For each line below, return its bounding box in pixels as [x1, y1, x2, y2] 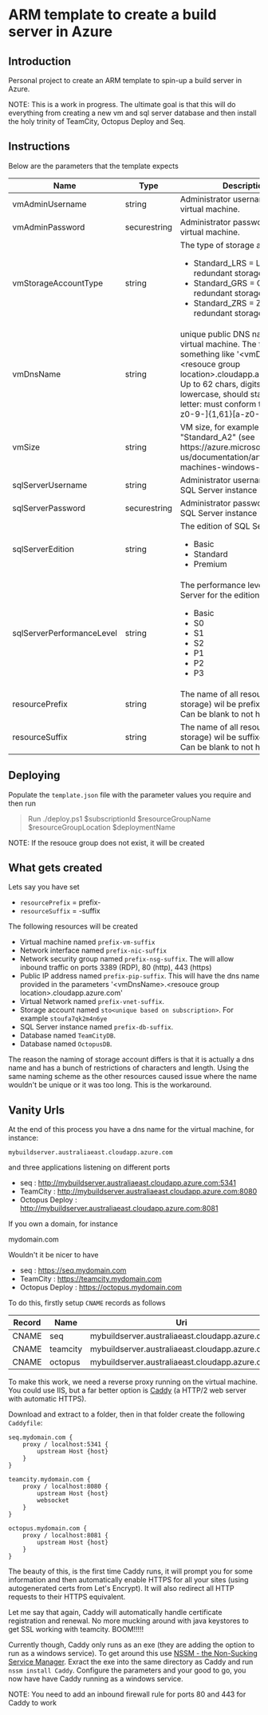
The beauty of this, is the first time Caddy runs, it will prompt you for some [8, 1566, 253, 1577]
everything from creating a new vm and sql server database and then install [8, 108, 257, 118]
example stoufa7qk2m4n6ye [19, 1013, 108, 1023]
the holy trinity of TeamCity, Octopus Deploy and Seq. [8, 117, 186, 126]
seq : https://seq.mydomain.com [19, 1265, 127, 1275]
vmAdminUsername [12, 198, 87, 210]
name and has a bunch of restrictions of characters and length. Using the [8, 1063, 250, 1073]
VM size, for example [179, 422, 259, 433]
